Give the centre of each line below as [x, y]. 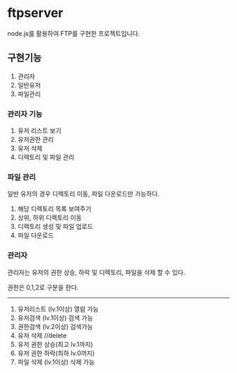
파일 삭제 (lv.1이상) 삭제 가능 [56, 362]
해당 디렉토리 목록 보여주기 [54, 209]
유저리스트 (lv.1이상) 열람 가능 [58, 309]
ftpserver [35, 13]
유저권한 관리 [36, 140]
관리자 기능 [25, 114]
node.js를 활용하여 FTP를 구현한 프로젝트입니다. [74, 33]
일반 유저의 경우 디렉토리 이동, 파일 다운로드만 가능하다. [84, 194]
